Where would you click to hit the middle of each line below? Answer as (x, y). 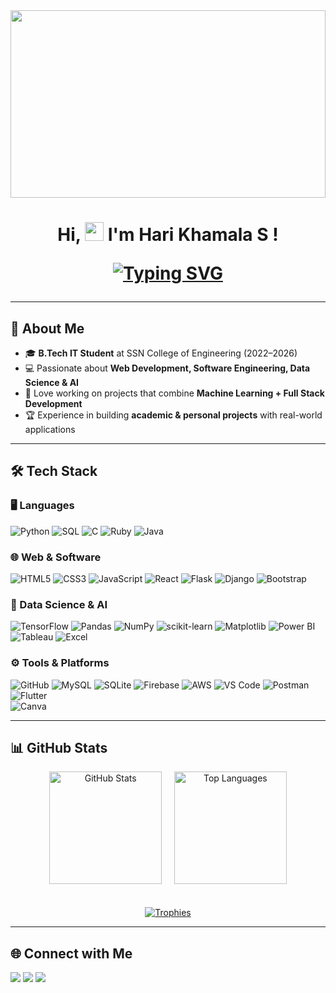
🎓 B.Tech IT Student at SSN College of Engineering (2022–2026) (161, 353)
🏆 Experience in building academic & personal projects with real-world (173, 415)
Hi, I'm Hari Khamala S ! (168, 235)
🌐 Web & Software (56, 557)
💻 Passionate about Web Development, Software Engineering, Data (167, 368)
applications (50, 429)
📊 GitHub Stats (59, 747)
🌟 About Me (47, 328)
